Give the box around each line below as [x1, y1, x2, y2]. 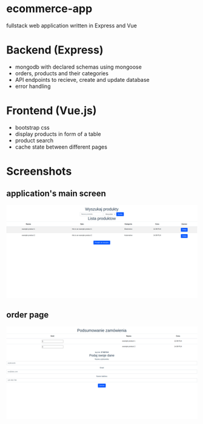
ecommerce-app [6, 2, 93, 16]
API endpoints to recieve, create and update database [15, 76, 150, 83]
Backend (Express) [6, 43, 104, 57]
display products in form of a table [15, 130, 101, 138]
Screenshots [6, 164, 72, 178]
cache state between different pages [15, 143, 108, 150]
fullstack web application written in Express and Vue [6, 22, 138, 29]
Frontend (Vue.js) [6, 104, 97, 118]
